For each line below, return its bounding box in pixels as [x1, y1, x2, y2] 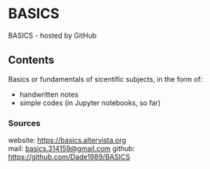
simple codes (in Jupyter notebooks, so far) [19, 97, 161, 107]
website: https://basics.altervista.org [8, 135, 127, 145]
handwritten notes [19, 90, 79, 99]
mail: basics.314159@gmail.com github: [8, 144, 136, 153]
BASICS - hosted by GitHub [8, 31, 97, 40]
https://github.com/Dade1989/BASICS [8, 152, 131, 162]
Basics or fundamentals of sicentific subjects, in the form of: [8, 74, 203, 83]
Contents [8, 53, 55, 67]
